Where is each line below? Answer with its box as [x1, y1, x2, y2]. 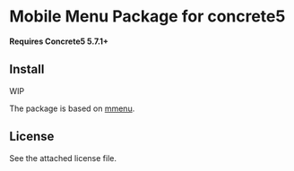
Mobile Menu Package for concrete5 [9, 6, 286, 27]
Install [9, 62, 45, 77]
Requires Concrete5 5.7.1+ [9, 36, 109, 47]
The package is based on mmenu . [9, 103, 135, 114]
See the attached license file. [9, 152, 117, 163]
